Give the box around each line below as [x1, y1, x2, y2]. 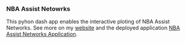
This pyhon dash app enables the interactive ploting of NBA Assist [6, 18, 170, 25]
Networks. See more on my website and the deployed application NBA [6, 24, 180, 31]
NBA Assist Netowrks [6, 5, 71, 13]
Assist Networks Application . [6, 31, 78, 38]
